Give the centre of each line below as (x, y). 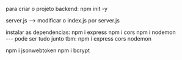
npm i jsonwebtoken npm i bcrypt (48, 50)
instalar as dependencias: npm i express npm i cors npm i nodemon (91, 32)
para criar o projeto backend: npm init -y (57, 9)
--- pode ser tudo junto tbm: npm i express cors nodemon (79, 38)
